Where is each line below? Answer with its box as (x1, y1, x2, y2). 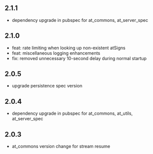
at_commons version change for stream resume (11, 144, 111, 150)
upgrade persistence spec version (11, 83, 83, 89)
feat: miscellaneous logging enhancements (11, 50, 101, 56)
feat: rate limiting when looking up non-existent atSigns (11, 45, 126, 51)
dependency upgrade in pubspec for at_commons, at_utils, (11, 110, 133, 116)
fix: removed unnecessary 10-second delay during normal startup (11, 55, 147, 61)
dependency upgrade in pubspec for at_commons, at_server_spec (11, 17, 148, 23)
